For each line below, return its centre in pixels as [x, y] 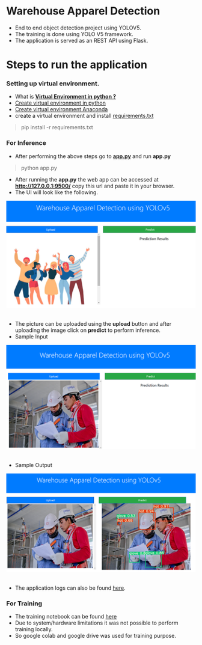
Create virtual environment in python [60, 103]
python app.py [39, 168]
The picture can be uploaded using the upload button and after [93, 324]
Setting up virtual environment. [53, 84]
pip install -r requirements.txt [57, 127]
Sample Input [31, 337]
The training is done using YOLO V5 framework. [74, 34]
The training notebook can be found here [66, 617]
